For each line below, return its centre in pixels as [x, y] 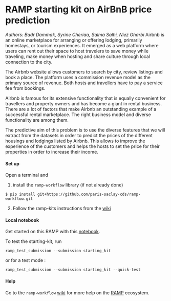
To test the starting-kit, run [34, 241]
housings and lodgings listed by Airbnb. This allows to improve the [75, 141]
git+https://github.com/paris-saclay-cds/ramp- [89, 194]
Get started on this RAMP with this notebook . [53, 232]
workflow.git [19, 199]
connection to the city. [29, 62]
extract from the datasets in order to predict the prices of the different [79, 135]
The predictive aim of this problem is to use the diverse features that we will [85, 130]
